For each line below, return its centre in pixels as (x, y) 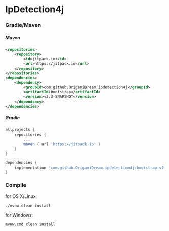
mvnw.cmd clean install (30, 224)
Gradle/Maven (23, 25)
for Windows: (19, 215)
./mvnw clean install (28, 206)
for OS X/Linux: (21, 196)
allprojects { (20, 130)
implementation (30, 168)
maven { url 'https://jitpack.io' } (62, 144)
